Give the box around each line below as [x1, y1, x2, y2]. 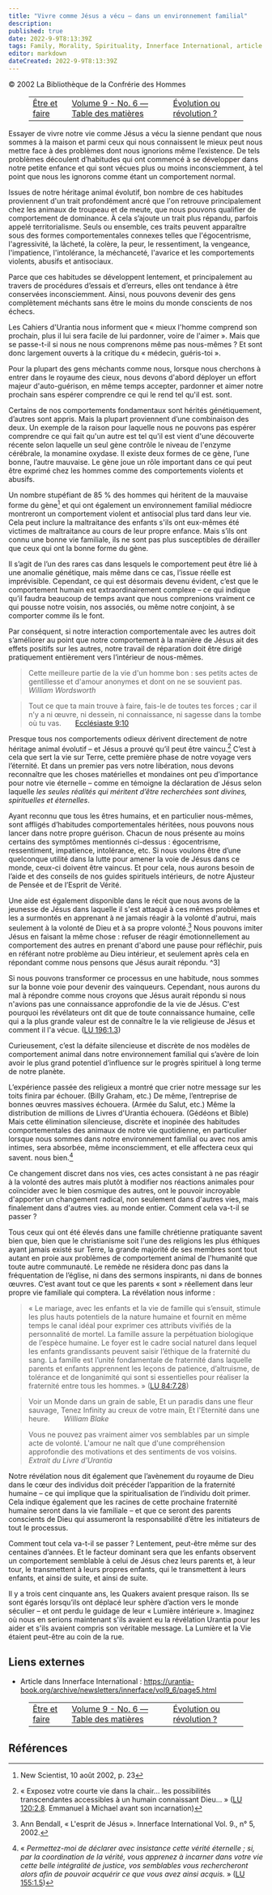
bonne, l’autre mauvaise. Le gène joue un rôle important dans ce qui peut [8, 457, 253, 466]
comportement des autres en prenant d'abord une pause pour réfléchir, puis [8, 940, 263, 950]
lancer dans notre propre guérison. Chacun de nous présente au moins [8, 828, 245, 838]
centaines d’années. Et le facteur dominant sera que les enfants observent [8, 1547, 257, 1557]
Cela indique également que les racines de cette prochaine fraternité [8, 1497, 238, 1506]
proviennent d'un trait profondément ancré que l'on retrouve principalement [8, 196, 261, 205]
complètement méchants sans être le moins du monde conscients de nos [8, 298, 253, 307]
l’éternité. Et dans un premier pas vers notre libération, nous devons [8, 761, 235, 771]
